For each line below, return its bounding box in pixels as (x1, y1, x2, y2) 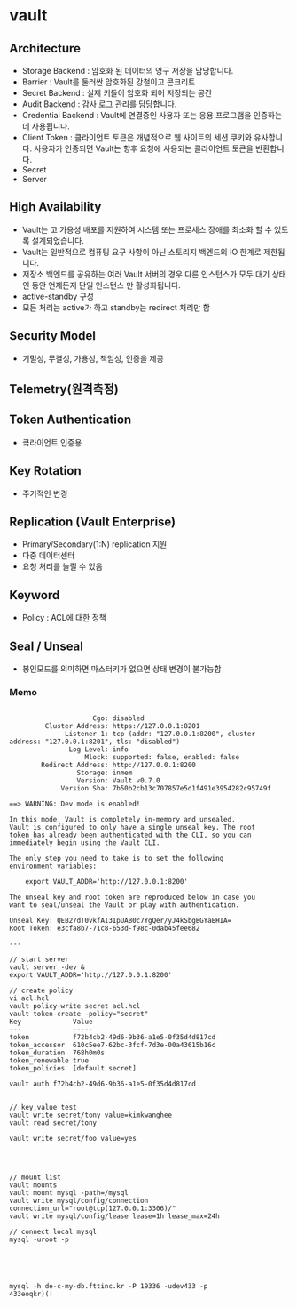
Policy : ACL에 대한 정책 (21, 613, 106, 623)
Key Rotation (9, 463, 82, 478)
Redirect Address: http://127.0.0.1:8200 (41, 761, 197, 770)
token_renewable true (9, 1056, 90, 1065)
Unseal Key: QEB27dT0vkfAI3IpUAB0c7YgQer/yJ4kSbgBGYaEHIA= (9, 917, 232, 926)
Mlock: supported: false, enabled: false (84, 753, 240, 762)
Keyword (9, 588, 60, 603)
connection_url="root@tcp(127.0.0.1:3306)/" (9, 1204, 176, 1214)
